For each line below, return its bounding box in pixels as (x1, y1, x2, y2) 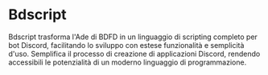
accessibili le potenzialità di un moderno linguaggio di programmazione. (8, 57, 247, 67)
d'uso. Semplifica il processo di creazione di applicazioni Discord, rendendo (8, 49, 261, 58)
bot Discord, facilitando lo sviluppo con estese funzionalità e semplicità (8, 40, 245, 49)
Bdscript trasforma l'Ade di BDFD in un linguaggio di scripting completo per (8, 32, 258, 41)
